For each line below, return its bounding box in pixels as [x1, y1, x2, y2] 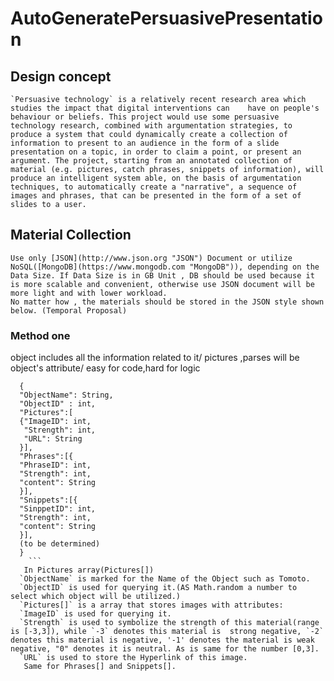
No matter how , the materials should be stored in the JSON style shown [10, 297, 325, 307]
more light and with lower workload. [10, 288, 168, 298]
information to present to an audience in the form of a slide [10, 138, 280, 148]
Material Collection [10, 227, 132, 244]
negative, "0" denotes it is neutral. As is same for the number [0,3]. [10, 644, 320, 654]
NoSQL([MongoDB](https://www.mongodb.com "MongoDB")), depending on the [10, 262, 320, 272]
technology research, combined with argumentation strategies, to [10, 121, 293, 131]
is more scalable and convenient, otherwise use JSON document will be [10, 279, 315, 289]
